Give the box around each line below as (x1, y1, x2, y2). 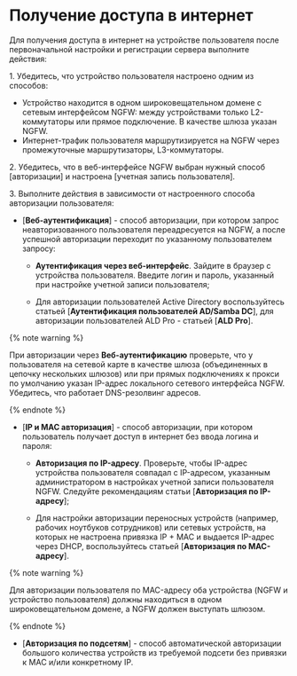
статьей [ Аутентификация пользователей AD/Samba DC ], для (35, 305, 274, 316)
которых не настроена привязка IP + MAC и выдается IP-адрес (35, 531, 275, 542)
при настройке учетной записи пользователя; (35, 279, 210, 289)
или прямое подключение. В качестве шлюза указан (75, 116, 277, 127)
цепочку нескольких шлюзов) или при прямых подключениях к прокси (9, 368, 279, 379)
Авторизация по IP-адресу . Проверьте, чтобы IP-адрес (35, 458, 248, 468)
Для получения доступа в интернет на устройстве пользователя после (9, 35, 279, 45)
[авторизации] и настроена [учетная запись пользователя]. (9, 170, 236, 182)
